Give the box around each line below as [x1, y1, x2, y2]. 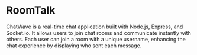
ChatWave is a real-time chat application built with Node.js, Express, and [6, 23, 183, 30]
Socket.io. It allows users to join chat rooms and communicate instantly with [6, 29, 191, 36]
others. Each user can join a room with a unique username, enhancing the [6, 35, 186, 43]
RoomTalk [6, 4, 56, 17]
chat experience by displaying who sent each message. [6, 42, 142, 49]
